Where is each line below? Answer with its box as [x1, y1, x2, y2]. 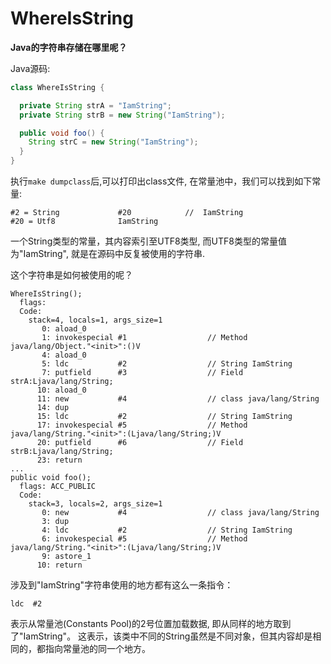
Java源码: [10, 62, 51, 74]
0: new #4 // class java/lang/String [41, 508, 320, 518]
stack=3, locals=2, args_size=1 [28, 499, 163, 509]
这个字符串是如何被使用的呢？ [10, 269, 133, 281]
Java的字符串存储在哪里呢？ [10, 41, 128, 53]
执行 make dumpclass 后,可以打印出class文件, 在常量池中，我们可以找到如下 [10, 175, 313, 187]
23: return [36, 455, 83, 466]
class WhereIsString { [10, 82, 105, 92]
